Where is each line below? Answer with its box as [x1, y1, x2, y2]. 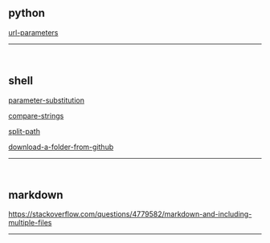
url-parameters [8, 27, 59, 37]
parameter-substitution [8, 95, 84, 105]
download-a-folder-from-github [8, 142, 114, 152]
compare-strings [8, 111, 64, 120]
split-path [8, 126, 40, 136]
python [8, 6, 46, 20]
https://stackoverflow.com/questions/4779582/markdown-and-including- [8, 209, 252, 219]
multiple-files [8, 218, 52, 228]
